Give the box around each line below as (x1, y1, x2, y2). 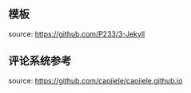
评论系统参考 (8, 54, 72, 68)
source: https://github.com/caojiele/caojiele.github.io (8, 76, 183, 85)
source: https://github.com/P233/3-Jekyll (8, 29, 145, 38)
